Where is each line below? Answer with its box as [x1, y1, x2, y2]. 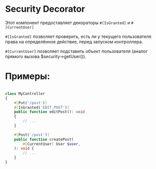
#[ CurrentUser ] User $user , [23, 141, 80, 146]
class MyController [5, 91, 45, 96]
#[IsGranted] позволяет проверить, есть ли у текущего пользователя [5, 33, 152, 39]
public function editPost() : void [14, 110, 85, 114]
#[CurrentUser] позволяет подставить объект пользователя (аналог [5, 48, 148, 54]
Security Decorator [5, 3, 85, 15]
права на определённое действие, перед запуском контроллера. [5, 38, 143, 45]
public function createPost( [14, 137, 74, 142]
